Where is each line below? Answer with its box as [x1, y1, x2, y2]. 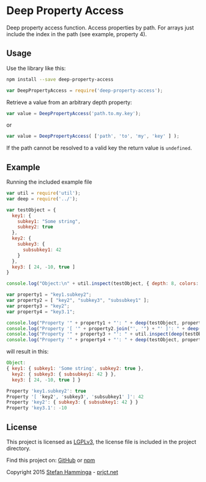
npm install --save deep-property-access [6, 76, 114, 83]
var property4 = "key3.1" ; [6, 309, 75, 315]
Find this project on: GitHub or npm [6, 457, 96, 464]
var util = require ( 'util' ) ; [6, 190, 81, 197]
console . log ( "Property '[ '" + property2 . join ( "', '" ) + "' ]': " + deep [6, 325, 199, 331]
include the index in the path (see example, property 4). [6, 30, 147, 37]
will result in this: [6, 348, 49, 355]
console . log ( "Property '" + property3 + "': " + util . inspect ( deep [6, 331, 183, 337]
